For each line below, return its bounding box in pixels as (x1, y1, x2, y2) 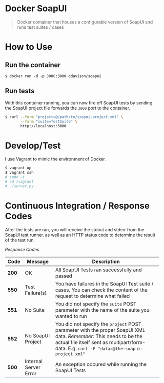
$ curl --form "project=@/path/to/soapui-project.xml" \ (5, 114, 123, 120)
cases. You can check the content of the (55, 286, 148, 293)
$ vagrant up (5, 165, 32, 171)
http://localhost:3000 (20, 123, 67, 128)
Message (26, 258, 49, 265)
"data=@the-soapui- (98, 346, 143, 351)
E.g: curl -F (68, 345, 96, 352)
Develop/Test (5, 140, 61, 151)
